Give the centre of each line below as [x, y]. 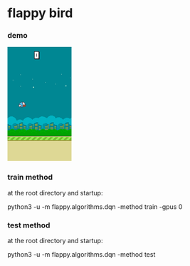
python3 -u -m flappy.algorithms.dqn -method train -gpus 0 [95, 206]
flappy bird [40, 13]
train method [30, 178]
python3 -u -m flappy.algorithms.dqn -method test [81, 255]
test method [29, 225]
